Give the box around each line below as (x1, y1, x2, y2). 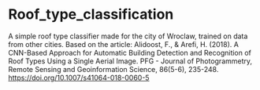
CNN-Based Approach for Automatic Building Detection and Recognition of (8, 48, 252, 57)
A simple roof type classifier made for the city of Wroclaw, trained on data (8, 31, 248, 41)
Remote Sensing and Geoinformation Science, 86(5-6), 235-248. (8, 64, 219, 74)
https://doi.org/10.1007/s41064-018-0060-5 (8, 73, 150, 82)
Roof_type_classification (8, 5, 174, 23)
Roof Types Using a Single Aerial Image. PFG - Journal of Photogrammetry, (8, 56, 253, 66)
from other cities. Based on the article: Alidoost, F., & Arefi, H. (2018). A (8, 39, 239, 49)
